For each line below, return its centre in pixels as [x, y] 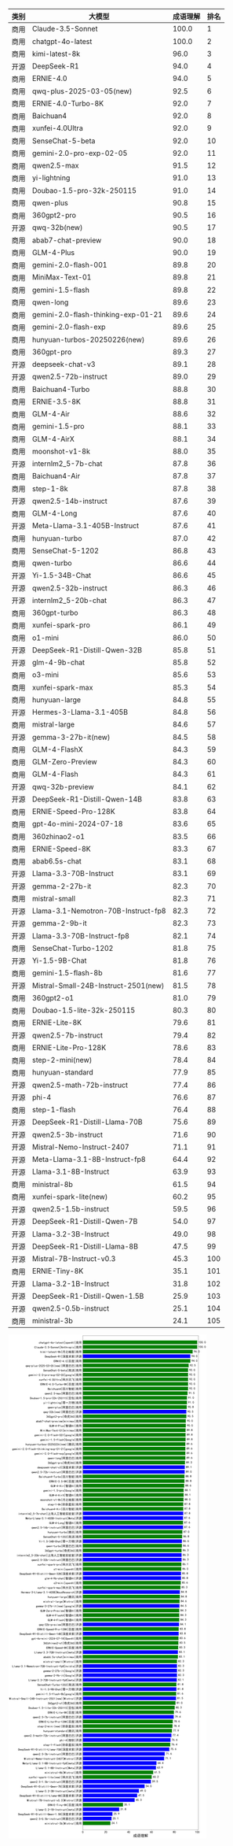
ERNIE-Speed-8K [62, 849]
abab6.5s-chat [57, 861]
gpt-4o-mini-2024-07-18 [78, 824]
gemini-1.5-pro [58, 427]
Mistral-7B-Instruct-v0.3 [74, 1259]
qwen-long [51, 302]
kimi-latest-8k [56, 54]
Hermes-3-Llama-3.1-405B [80, 712]
